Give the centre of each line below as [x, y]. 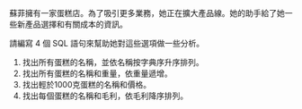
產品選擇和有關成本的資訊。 [76, 24]
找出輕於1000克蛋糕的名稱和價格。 [86, 84]
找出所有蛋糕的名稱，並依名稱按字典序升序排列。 [113, 62]
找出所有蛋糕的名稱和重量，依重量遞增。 [97, 73]
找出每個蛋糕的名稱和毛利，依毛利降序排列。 [105, 96]
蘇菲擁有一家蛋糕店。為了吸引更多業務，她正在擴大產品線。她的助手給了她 [147, 13]
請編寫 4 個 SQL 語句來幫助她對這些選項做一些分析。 [107, 43]
